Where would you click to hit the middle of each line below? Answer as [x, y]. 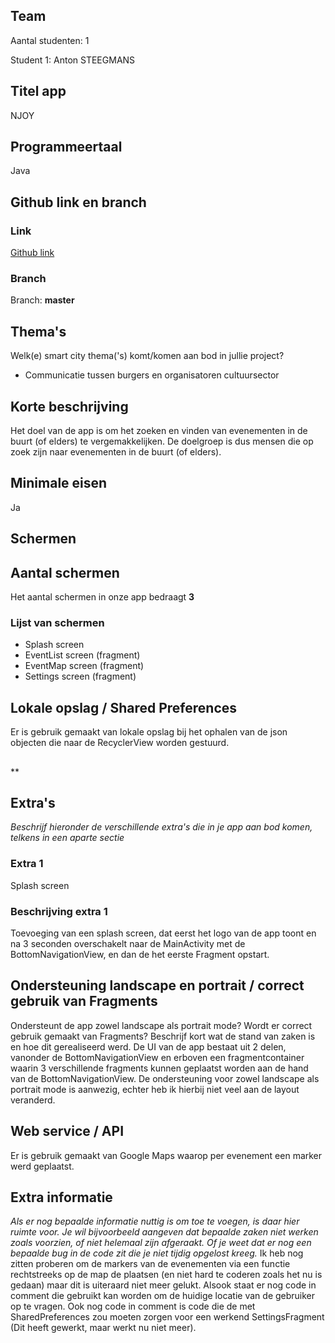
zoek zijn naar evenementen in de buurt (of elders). [116, 452]
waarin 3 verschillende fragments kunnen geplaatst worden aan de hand [159, 1068]
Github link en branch [78, 202]
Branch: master [42, 300]
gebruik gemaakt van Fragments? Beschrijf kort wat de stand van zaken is [163, 1036]
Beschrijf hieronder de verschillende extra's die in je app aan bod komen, [161, 827]
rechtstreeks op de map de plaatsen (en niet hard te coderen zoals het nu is [166, 1275]
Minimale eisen [59, 483]
